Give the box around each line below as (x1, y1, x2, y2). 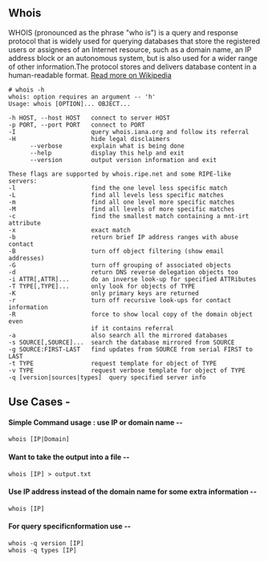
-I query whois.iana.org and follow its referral (8, 127, 250, 135)
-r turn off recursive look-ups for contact (8, 296, 231, 304)
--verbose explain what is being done (29, 142, 185, 150)
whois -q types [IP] (8, 547, 78, 555)
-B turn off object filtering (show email (8, 247, 225, 255)
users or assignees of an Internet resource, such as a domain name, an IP (8, 44, 252, 55)
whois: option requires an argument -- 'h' (8, 92, 156, 101)
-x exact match (8, 226, 131, 234)
